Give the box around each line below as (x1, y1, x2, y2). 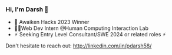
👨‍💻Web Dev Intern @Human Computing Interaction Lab (14, 25, 148, 32)
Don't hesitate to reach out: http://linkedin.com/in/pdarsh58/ (5, 42, 152, 49)
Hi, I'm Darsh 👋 (5, 5, 49, 13)
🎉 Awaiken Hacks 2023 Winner (14, 19, 90, 26)
